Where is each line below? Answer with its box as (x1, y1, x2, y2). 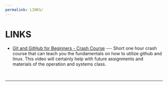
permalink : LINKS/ (5, 7, 43, 12)
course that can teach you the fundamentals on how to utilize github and (12, 50, 162, 56)
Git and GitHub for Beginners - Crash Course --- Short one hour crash (12, 45, 157, 51)
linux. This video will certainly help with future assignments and (12, 56, 143, 62)
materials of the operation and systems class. (12, 61, 106, 67)
